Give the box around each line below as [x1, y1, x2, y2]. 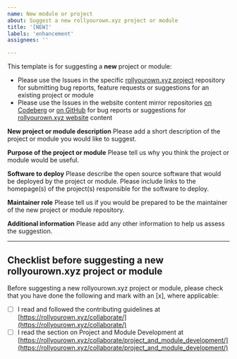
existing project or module [17, 91, 94, 100]
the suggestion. [7, 227, 53, 235]
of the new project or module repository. [7, 206, 125, 214]
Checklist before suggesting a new [7, 254, 164, 266]
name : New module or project [7, 10, 93, 18]
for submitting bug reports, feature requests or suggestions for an [17, 83, 209, 92]
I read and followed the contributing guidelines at [17, 305, 161, 313]
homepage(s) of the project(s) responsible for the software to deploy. [7, 184, 209, 193]
